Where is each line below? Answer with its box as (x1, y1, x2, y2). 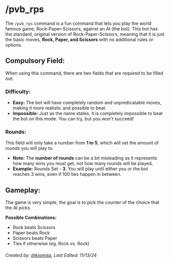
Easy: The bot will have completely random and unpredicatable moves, (12, 100, 161, 106)
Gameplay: (5, 186, 41, 195)
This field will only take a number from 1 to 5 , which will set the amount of (5, 140, 159, 146)
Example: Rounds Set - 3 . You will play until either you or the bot (12, 166, 148, 172)
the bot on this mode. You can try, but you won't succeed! (12, 116, 134, 122)
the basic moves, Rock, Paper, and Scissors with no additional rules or (5, 36, 154, 43)
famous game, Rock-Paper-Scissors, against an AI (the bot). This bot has (5, 25, 158, 31)
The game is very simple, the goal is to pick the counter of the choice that (5, 199, 160, 206)
